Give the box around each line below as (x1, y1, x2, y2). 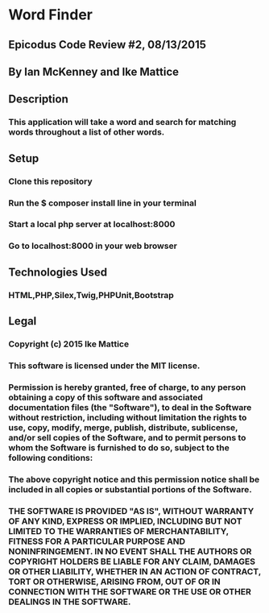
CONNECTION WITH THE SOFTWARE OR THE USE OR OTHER (8, 586, 251, 597)
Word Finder (8, 6, 93, 24)
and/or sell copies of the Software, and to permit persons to (8, 432, 246, 443)
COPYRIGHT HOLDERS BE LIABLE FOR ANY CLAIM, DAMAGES (8, 556, 256, 567)
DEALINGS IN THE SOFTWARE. (8, 596, 131, 607)
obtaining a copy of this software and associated (8, 391, 204, 403)
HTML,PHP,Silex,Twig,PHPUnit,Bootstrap (8, 289, 175, 300)
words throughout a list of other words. (8, 126, 165, 138)
